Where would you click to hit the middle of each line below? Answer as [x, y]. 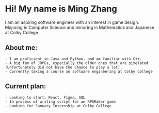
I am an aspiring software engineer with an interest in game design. [72, 22]
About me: [21, 48]
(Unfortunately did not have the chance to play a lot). [64, 67]
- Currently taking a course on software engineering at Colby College [79, 71]
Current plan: [25, 86]
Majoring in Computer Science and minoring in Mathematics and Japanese [80, 27]
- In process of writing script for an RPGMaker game [61, 102]
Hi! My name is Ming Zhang [61, 9]
